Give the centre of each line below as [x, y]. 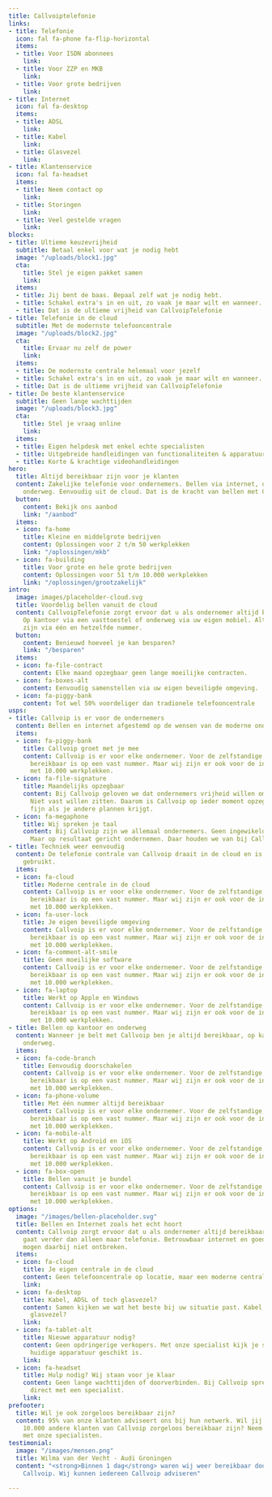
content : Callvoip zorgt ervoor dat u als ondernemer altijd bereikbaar [141, 1231]
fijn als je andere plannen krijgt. [91, 809]
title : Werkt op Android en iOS [77, 1141]
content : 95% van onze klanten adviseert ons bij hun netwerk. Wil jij [139, 1421]
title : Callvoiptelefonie [52, 16]
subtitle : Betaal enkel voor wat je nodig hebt [98, 250]
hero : [17, 469]
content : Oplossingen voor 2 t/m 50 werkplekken [106, 545]
